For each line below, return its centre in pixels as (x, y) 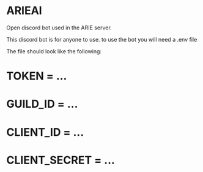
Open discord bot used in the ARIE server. (59, 28)
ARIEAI (24, 11)
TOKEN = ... (37, 76)
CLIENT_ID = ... (45, 132)
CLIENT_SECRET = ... (61, 160)
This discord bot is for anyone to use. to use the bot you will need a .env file (102, 39)
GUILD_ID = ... (42, 104)
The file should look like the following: (54, 51)
